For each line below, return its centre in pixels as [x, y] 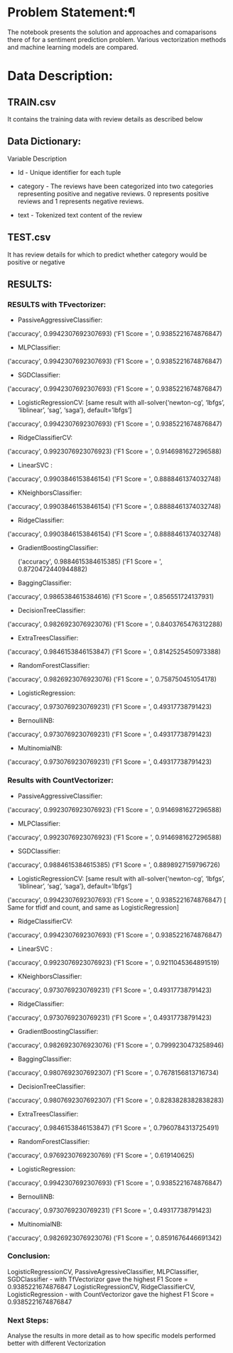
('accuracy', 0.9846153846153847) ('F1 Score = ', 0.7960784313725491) [113, 1128]
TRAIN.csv [32, 102]
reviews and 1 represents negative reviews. [81, 201]
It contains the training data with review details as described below [105, 119]
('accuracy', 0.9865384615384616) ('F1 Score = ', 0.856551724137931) [111, 597]
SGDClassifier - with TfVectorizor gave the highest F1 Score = [98, 1279]
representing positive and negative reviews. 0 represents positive [113, 193]
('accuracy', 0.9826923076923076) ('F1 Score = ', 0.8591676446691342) [115, 1238]
